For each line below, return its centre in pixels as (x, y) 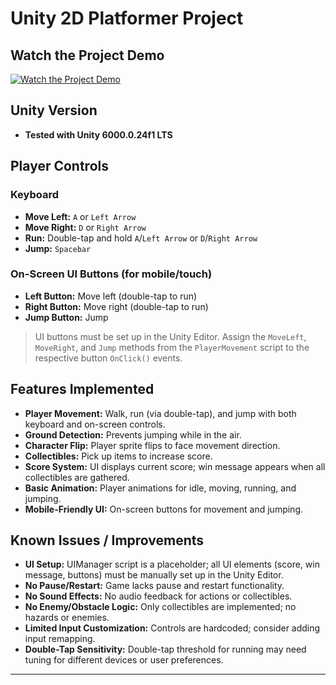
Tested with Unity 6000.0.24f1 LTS (98, 134)
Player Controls (59, 166)
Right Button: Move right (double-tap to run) (116, 306)
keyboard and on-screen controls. (95, 424)
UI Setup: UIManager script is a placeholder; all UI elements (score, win (172, 564)
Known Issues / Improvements (107, 540)
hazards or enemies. (67, 618)
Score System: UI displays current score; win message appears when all (175, 466)
